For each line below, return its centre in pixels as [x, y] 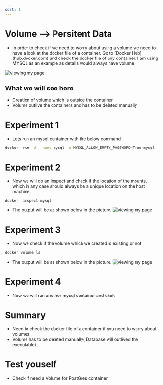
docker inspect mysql [28, 201]
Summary [25, 315]
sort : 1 [13, 10]
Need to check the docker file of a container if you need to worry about [84, 329]
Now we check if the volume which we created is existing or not [77, 243]
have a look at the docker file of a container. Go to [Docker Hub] [77, 53]
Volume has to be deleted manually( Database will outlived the [75, 339]
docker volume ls [23, 252]
